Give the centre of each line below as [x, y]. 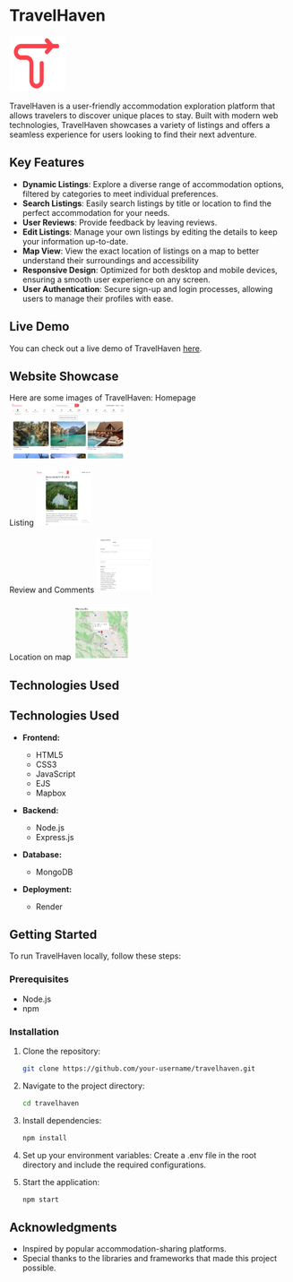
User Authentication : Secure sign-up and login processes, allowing [147, 288]
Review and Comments [52, 590]
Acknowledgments [64, 1227]
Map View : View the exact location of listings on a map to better [141, 251]
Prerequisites [39, 979]
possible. [39, 1268]
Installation [34, 1031]
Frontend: [41, 737]
